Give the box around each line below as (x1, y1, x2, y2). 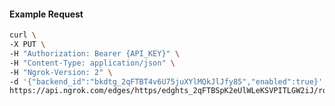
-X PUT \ (9, 40, 46, 50)
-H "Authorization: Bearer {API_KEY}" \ (9, 48, 181, 59)
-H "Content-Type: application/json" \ (9, 58, 176, 68)
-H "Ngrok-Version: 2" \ (9, 67, 113, 77)
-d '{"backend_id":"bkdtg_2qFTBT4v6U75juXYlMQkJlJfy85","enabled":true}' (9, 76, 324, 87)
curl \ (9, 30, 37, 40)
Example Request (9, 8, 84, 20)
